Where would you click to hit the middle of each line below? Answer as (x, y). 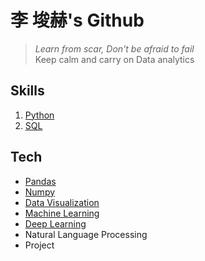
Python (39, 115)
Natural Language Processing (86, 234)
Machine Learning (62, 213)
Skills (27, 91)
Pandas (40, 181)
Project (39, 245)
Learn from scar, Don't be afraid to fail (114, 48)
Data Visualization (62, 202)
